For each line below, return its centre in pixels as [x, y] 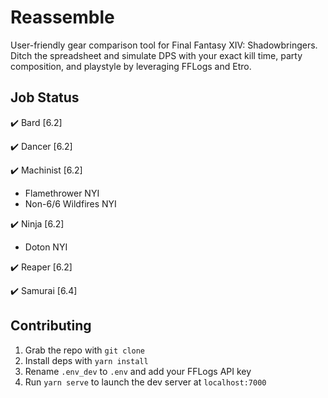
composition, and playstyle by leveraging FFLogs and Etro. [131, 66]
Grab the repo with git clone [85, 350]
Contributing [51, 326]
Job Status [45, 97]
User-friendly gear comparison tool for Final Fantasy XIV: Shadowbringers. [164, 45]
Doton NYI [46, 247]
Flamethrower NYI [62, 193]
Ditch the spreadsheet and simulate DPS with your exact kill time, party [156, 55]
